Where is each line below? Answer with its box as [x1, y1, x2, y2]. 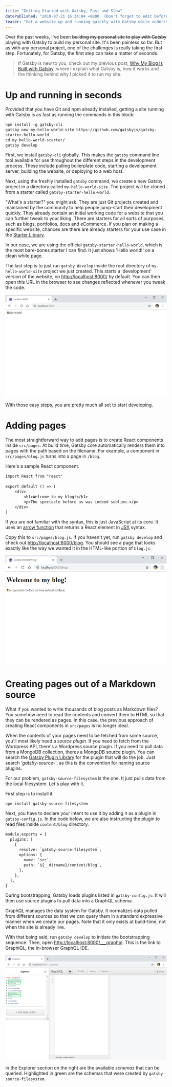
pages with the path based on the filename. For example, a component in [5, 448, 160, 454]
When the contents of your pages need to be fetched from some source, [5, 733, 159, 739]
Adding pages [5, 420, 67, 431]
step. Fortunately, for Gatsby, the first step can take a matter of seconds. [5, 50, 159, 57]
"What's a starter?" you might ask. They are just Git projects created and [5, 199, 159, 205]
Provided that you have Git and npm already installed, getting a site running [5, 106, 164, 113]
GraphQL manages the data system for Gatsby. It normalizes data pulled [5, 908, 158, 914]
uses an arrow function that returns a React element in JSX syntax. [5, 524, 146, 531]
